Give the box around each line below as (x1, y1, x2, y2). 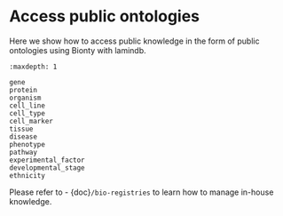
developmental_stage (9, 163, 86, 172)
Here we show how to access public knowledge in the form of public (9, 36, 260, 46)
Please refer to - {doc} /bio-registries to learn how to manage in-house (9, 187, 274, 197)
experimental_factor (9, 156, 86, 164)
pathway (9, 148, 38, 156)
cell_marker (9, 116, 53, 125)
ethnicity (9, 171, 46, 180)
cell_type (9, 108, 46, 117)
